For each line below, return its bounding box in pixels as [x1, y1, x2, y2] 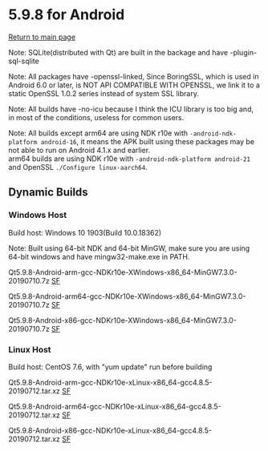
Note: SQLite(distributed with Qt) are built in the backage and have [8, 47, 229, 57]
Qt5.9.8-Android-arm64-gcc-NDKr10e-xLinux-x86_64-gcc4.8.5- [8, 401, 222, 411]
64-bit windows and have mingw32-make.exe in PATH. [8, 252, 190, 261]
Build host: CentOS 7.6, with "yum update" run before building [8, 362, 213, 372]
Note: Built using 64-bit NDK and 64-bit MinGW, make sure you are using [8, 243, 250, 253]
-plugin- [229, 47, 258, 57]
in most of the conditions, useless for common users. [8, 112, 185, 122]
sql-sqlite [8, 56, 40, 66]
